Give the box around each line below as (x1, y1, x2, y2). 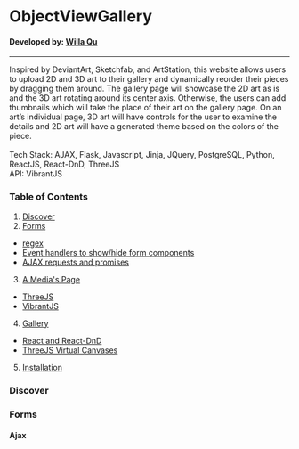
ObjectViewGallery (9, 6, 153, 27)
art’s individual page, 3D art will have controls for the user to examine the (9, 111, 278, 122)
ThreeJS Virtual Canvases (21, 345, 118, 355)
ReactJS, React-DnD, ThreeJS (9, 159, 120, 170)
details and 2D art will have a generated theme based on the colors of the (9, 121, 279, 132)
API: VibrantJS (9, 168, 62, 179)
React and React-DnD (21, 335, 102, 346)
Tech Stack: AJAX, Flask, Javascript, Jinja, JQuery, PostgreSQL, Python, (9, 150, 275, 160)
